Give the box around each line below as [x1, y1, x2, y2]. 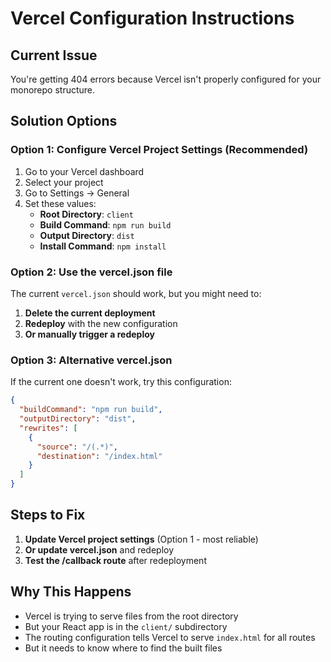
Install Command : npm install [39, 240, 167, 252]
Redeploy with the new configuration [24, 317, 178, 329]
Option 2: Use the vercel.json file [10, 265, 173, 279]
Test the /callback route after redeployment [24, 554, 207, 566]
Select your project [24, 176, 104, 188]
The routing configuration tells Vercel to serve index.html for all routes [24, 631, 316, 643]
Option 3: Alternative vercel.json [10, 353, 173, 367]
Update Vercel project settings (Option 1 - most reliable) [24, 533, 259, 545]
